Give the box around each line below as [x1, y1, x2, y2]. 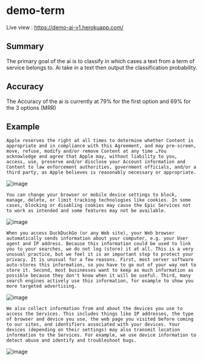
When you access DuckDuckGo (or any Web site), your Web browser [6, 230, 175, 237]
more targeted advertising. [6, 283, 78, 289]
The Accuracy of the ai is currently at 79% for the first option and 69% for [6, 98, 191, 105]
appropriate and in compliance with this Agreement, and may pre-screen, [6, 143, 197, 149]
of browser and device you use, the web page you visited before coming [6, 316, 194, 322]
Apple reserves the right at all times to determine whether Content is [6, 138, 194, 144]
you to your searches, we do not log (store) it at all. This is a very [6, 246, 194, 252]
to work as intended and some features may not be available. [6, 207, 167, 214]
